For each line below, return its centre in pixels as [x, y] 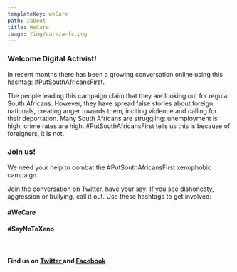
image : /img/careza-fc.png [47, 34]
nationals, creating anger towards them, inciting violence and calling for [112, 110]
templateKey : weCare [38, 14]
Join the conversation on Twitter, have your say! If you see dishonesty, [111, 189]
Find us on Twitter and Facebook [57, 261]
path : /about [27, 21]
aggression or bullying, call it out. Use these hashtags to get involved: [110, 196]
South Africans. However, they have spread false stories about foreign [110, 103]
